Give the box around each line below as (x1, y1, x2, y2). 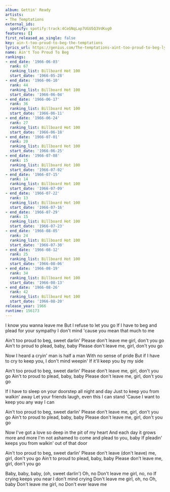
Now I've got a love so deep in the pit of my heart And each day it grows (5, 429, 156, 435)
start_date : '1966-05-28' (10, 73, 65, 78)
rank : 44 (10, 82, 28, 87)
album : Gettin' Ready (5, 7, 51, 13)
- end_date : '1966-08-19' (5, 266, 60, 271)
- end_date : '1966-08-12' (5, 247, 60, 252)
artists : (5, 12, 24, 17)
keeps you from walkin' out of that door (5, 440, 88, 446)
